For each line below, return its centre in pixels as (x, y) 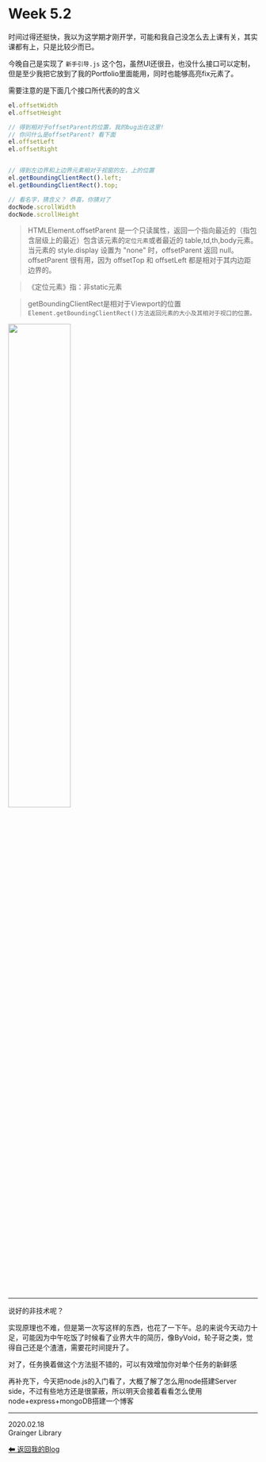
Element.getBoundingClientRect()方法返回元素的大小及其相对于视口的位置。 (141, 314)
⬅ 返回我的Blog (34, 1449)
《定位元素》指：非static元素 (75, 287)
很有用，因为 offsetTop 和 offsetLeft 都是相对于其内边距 (161, 260)
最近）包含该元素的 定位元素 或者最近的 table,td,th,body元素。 (160, 240)
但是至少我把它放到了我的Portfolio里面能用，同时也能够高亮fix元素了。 (123, 73)
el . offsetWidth (33, 105)
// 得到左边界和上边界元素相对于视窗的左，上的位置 (81, 171)
